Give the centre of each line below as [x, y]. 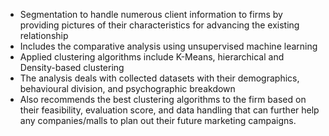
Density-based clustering [72, 67]
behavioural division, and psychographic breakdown [127, 88]
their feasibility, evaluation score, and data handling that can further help [169, 110]
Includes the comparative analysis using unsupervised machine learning [168, 46]
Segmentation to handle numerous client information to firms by [151, 14]
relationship [44, 35]
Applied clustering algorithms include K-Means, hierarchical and [152, 57]
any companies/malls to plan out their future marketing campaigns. [158, 120]
